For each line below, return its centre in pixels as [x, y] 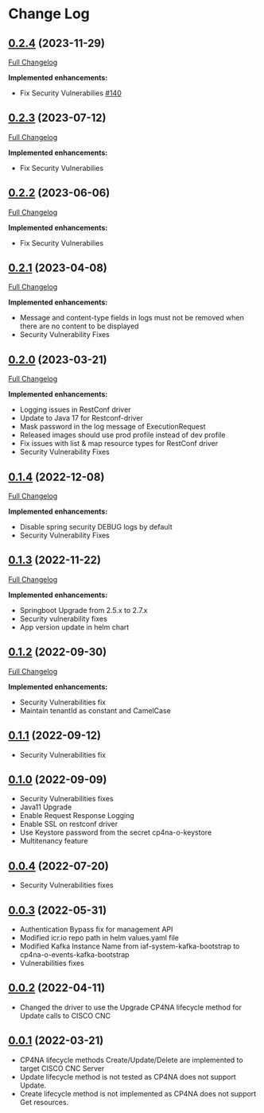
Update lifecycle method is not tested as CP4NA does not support [128, 1076]
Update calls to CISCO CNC [65, 1015]
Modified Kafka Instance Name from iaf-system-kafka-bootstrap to [130, 946]
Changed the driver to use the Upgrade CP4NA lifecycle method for [131, 1007]
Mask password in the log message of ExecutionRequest [113, 427]
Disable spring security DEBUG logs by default [96, 527]
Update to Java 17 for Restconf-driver [81, 418]
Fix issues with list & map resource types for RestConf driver [119, 444]
